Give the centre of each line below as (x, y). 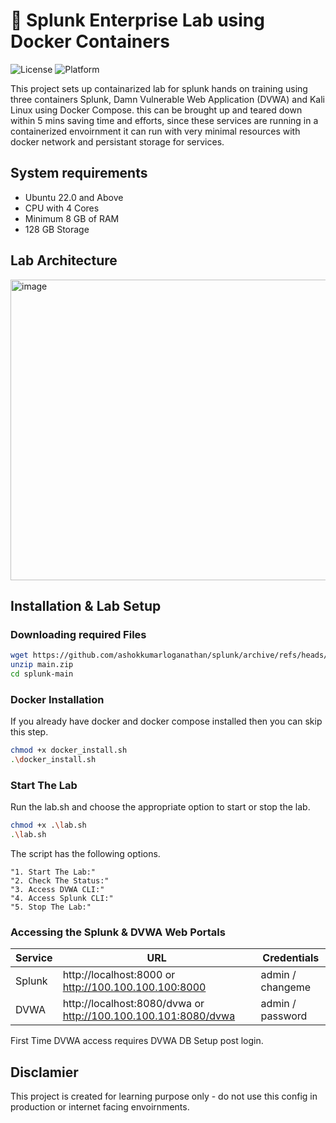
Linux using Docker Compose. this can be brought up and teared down (156, 110)
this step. (29, 732)
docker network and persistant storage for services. (117, 141)
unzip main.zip (42, 665)
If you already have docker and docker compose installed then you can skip (166, 721)
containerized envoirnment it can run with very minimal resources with (155, 131)
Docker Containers (90, 41)
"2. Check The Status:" (60, 880)
